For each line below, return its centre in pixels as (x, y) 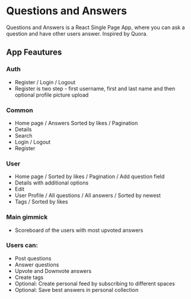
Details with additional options (52, 183)
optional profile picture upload (52, 95)
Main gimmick (27, 217)
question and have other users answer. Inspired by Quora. (77, 33)
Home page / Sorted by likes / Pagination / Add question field (90, 177)
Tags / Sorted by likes (41, 202)
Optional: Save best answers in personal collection (77, 290)
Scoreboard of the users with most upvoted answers (79, 230)
